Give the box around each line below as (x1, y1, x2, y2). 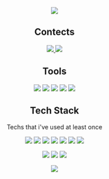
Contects (34, 26, 75, 38)
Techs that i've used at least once (6, 123, 103, 131)
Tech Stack (30, 105, 79, 117)
